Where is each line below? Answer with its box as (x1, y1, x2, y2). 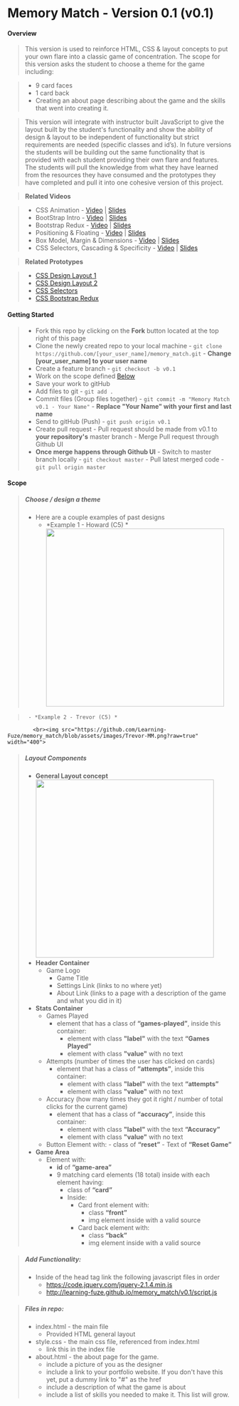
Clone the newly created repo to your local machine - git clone (35, 341, 223, 350)
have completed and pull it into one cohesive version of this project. (24, 178, 224, 187)
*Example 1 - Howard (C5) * (46, 521, 129, 529)
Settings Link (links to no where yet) (56, 981, 162, 990)
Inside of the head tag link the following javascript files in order (35, 1273, 221, 1281)
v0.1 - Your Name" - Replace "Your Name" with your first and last (35, 402, 232, 410)
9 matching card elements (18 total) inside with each (56, 1170, 210, 1180)
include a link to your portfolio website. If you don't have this (46, 1368, 223, 1376)
